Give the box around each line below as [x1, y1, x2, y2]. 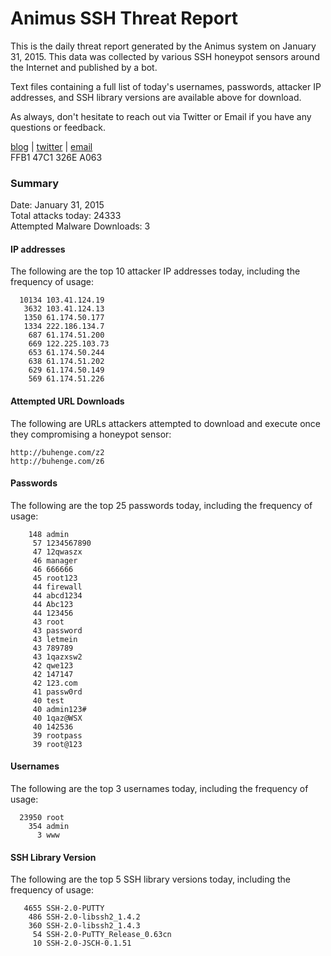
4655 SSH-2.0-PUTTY [23, 903, 105, 914]
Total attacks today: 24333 [10, 210, 122, 222]
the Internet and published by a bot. [10, 61, 158, 73]
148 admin [28, 529, 70, 539]
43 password [32, 625, 83, 636]
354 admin [28, 822, 70, 832]
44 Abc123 [32, 599, 74, 609]
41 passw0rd [32, 687, 83, 697]
